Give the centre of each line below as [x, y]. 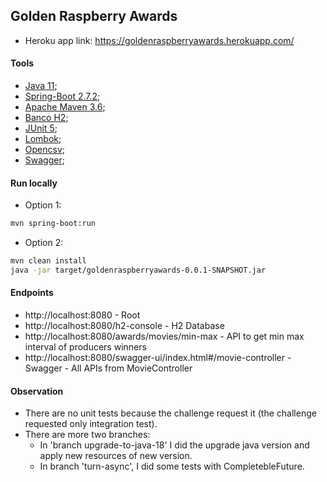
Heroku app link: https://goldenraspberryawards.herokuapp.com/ [159, 40]
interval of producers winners [85, 347]
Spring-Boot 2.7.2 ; [62, 96]
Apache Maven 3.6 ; [65, 107]
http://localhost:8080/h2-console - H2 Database [124, 326]
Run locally [34, 183]
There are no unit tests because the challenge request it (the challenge [170, 413]
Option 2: [44, 243]
